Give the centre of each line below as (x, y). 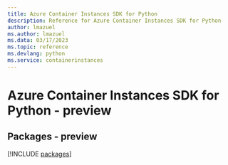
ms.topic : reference (38, 47)
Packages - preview (52, 137)
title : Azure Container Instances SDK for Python (83, 14)
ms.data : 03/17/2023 (38, 41)
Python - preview (59, 110)
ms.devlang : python (36, 54)
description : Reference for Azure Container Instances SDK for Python (114, 21)
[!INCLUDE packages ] (40, 154)
